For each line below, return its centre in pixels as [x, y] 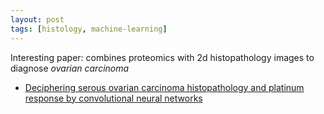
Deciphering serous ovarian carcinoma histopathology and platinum [164, 87]
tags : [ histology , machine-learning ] [89, 29]
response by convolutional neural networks [113, 98]
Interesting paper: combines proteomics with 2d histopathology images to [162, 57]
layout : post [37, 19]
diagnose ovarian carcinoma [70, 68]
